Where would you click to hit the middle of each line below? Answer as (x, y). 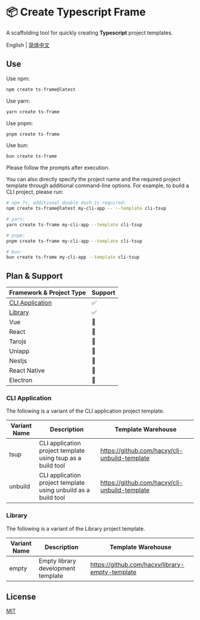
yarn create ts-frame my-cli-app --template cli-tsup (74, 225)
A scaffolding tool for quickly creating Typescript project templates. (90, 32)
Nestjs (18, 361)
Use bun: (17, 145)
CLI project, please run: (35, 192)
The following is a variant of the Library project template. (76, 528)
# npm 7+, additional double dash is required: (66, 203)
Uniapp (19, 351)
